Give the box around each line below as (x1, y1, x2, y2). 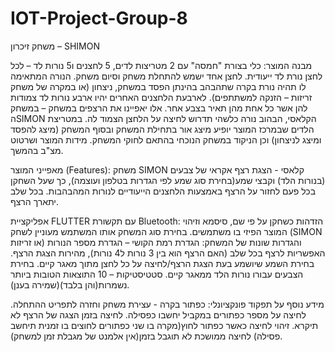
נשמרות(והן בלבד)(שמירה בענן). (10, 278, 130, 291)
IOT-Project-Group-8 (10, 7, 188, 30)
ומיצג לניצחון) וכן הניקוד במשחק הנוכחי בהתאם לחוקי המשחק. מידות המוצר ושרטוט (10, 133, 322, 146)
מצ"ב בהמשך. (10, 144, 64, 156)
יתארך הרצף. (10, 195, 60, 207)
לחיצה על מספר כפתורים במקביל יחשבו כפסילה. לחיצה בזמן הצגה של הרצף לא (10, 308, 307, 321)
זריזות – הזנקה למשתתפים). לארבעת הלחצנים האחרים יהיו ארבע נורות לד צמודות (10, 91, 313, 103)
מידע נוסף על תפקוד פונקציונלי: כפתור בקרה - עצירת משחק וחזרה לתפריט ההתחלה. (10, 298, 325, 310)
